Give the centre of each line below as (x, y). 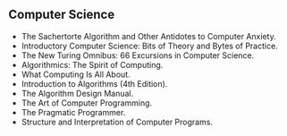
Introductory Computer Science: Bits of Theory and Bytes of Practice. (149, 46)
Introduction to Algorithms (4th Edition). (94, 83)
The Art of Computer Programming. (87, 103)
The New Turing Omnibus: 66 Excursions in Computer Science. (138, 55)
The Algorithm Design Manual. (77, 93)
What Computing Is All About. (76, 74)
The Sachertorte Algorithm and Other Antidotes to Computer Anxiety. (148, 36)
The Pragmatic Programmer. (73, 112)
